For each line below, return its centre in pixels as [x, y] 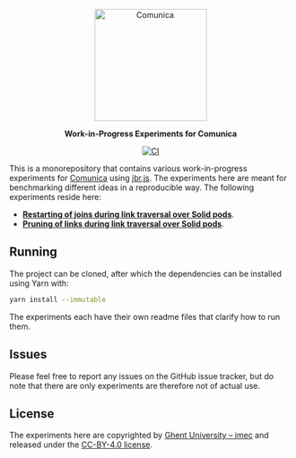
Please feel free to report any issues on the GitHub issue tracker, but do [142, 376]
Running [34, 252]
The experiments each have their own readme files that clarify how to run [145, 316]
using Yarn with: [39, 283]
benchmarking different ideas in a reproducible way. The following [132, 187]
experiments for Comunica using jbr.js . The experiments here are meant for [148, 178]
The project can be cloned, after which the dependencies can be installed [146, 273]
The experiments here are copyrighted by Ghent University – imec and [139, 436]
